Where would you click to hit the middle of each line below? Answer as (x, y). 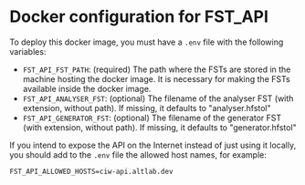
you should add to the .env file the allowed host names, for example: (138, 154)
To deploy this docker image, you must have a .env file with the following (147, 42)
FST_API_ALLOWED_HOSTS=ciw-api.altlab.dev (91, 171)
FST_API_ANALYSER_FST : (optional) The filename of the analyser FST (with (158, 98)
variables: (28, 51)
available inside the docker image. (87, 88)
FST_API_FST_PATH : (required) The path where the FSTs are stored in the (157, 69)
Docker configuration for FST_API (139, 17)
